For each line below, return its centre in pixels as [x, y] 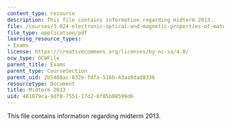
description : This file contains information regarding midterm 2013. [110, 20]
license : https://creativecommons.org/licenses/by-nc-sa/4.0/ [98, 52]
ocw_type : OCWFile [33, 58]
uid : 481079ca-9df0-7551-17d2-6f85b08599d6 [70, 97]
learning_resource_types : [44, 39]
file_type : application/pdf [47, 33]
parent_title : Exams [37, 65]
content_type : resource [41, 13]
